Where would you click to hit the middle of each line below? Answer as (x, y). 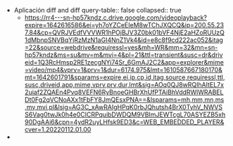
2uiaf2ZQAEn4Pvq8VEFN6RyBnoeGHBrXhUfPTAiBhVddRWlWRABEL (124, 92)
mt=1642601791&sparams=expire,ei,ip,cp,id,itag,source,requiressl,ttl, (125, 77)
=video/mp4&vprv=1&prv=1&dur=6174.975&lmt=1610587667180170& (124, 70)
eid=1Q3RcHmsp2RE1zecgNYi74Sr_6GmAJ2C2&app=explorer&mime (124, 62)
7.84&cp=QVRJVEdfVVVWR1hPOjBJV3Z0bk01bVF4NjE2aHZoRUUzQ (125, 32)
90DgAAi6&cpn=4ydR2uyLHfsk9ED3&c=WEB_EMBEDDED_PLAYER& (124, 122)
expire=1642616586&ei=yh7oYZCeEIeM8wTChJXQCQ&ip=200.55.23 (124, 25)
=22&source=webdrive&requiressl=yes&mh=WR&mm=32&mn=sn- (121, 47)
